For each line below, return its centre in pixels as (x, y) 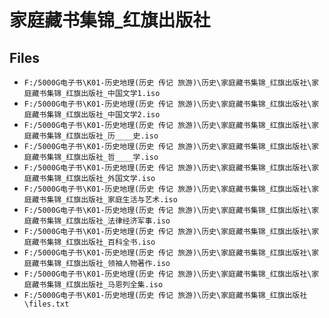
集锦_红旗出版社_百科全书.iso (101, 242)
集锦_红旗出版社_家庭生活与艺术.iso (112, 200)
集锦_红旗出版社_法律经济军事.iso (108, 221)
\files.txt (46, 304)
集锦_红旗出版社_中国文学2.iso (103, 115)
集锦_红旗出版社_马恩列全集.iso (105, 285)
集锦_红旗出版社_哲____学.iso (102, 157)
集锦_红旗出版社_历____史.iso (102, 136)
